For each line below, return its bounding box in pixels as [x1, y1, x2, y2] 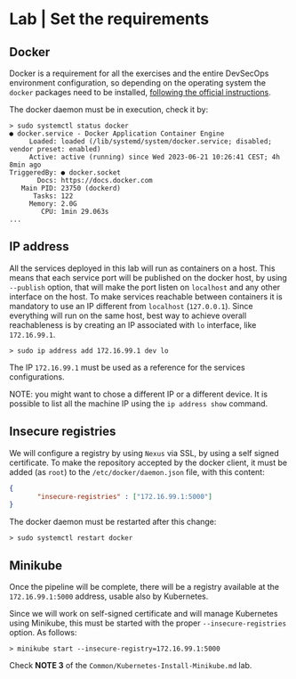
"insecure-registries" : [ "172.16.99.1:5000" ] [36, 492, 213, 501]
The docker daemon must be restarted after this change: [9, 517, 217, 528]
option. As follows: [9, 627, 77, 638]
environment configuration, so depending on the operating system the [9, 78, 267, 88]
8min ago [9, 160, 42, 169]
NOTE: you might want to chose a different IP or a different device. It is [9, 389, 268, 399]
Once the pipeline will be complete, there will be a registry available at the [9, 582, 280, 593]
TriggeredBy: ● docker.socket [9, 168, 122, 177]
